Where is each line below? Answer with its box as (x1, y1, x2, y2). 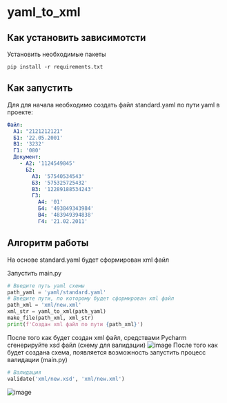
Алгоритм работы (7, 237, 89, 249)
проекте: (7, 108, 33, 116)
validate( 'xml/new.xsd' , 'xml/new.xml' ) (7, 375, 126, 382)
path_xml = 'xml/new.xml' (7, 302, 81, 309)
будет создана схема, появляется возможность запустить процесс (7, 348, 206, 357)
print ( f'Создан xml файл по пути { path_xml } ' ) (7, 321, 144, 328)
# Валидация (7, 368, 41, 376)
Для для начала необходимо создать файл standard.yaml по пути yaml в (7, 100, 220, 109)
